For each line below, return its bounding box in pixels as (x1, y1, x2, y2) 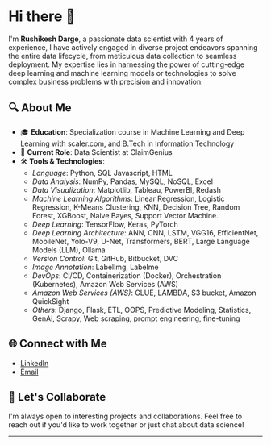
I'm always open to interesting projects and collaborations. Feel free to (8, 411, 243, 422)
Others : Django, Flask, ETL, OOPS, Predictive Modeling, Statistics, (31, 305, 252, 314)
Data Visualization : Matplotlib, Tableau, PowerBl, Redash (31, 185, 222, 194)
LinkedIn (19, 358, 49, 368)
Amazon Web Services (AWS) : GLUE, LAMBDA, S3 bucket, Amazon (31, 288, 256, 297)
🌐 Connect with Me (8, 337, 107, 351)
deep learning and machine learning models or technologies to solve (8, 68, 236, 77)
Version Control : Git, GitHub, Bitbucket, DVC (31, 253, 179, 263)
